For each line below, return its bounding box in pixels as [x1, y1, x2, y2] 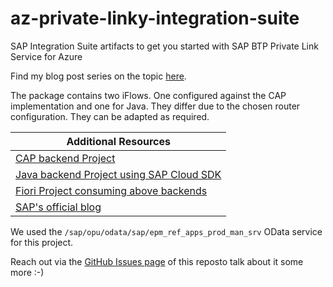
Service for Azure [10, 50, 83, 62]
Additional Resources [66, 134, 171, 148]
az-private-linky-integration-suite [10, 7, 300, 30]
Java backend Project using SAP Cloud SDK [15, 167, 222, 181]
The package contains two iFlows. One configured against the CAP [10, 89, 287, 101]
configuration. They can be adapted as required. [10, 110, 210, 122]
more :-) [10, 266, 45, 278]
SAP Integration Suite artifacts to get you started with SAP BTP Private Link [10, 40, 319, 52]
